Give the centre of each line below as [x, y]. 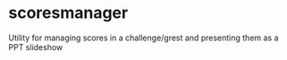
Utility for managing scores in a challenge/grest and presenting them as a [143, 38]
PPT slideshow [36, 47]
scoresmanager [68, 13]
